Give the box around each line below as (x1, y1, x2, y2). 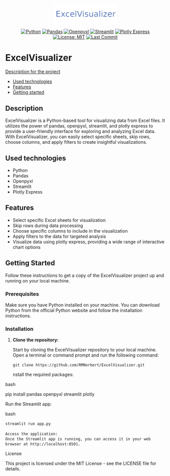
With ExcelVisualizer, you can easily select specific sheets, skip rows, (5, 134, 151, 140)
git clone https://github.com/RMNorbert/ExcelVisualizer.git (12, 363, 145, 368)
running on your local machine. (5, 277, 70, 283)
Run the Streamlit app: (5, 401, 52, 407)
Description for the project (5, 69, 61, 75)
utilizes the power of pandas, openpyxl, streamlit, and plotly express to (5, 123, 153, 129)
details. (5, 466, 21, 472)
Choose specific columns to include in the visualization (12, 228, 128, 234)
